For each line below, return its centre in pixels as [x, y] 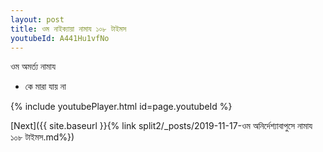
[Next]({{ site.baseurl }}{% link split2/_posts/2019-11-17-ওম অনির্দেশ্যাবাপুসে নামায [161, 126]
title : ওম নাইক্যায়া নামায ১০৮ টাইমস [68, 29]
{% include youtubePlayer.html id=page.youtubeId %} [121, 107]
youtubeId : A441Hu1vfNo [60, 38]
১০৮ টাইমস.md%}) [42, 137]
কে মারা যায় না [45, 87]
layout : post [37, 19]
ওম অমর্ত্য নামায [33, 67]
